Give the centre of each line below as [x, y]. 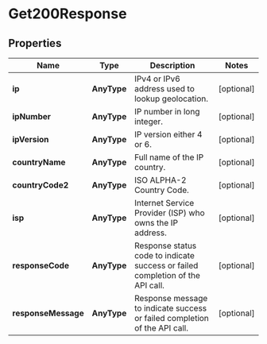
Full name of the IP [169, 157]
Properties [35, 43]
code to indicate [164, 255]
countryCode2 [41, 185]
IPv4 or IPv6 [157, 79]
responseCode [41, 265]
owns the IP [156, 223]
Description [172, 66]
